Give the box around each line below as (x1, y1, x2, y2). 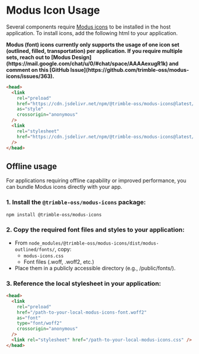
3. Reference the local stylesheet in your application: (6, 279, 162, 287)
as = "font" (17, 315, 41, 321)
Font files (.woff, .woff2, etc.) (23, 258, 95, 265)
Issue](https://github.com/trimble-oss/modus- (70, 66, 190, 73)
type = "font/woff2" (17, 320, 62, 327)
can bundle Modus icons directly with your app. (6, 184, 123, 191)
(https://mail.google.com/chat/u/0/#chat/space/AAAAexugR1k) (6, 60, 168, 67)
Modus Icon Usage (6, 4, 101, 17)
